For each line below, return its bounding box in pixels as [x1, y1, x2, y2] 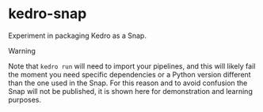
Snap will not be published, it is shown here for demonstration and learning [8, 86, 253, 95]
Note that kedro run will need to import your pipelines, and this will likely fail [8, 61, 256, 71]
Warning [8, 46, 36, 55]
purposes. [8, 95, 42, 104]
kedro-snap [8, 5, 87, 23]
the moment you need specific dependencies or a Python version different [8, 69, 251, 79]
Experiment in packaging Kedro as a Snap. [8, 31, 147, 40]
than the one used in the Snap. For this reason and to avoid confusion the [8, 78, 248, 88]
